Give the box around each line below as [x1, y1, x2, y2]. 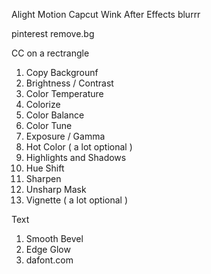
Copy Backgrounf [25, 67, 99, 78]
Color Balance [25, 109, 85, 121]
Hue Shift [25, 162, 65, 174]
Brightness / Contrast [25, 77, 114, 89]
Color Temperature [25, 88, 104, 99]
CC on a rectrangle [11, 47, 90, 59]
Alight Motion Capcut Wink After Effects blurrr [11, 9, 201, 20]
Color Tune [25, 120, 73, 131]
